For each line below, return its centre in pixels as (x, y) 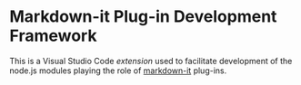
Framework (53, 36)
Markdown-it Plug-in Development (143, 17)
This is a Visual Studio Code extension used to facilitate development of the (151, 61)
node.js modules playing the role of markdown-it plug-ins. (118, 71)
